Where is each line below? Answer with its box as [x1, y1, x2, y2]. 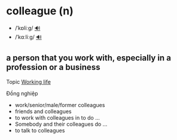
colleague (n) [6, 4, 74, 18]
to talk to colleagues [14, 127, 65, 134]
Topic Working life [6, 78, 51, 85]
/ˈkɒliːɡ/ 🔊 [14, 24, 41, 31]
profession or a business [6, 62, 100, 72]
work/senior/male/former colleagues [14, 101, 105, 108]
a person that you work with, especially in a [6, 53, 172, 63]
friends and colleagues [14, 108, 72, 115]
